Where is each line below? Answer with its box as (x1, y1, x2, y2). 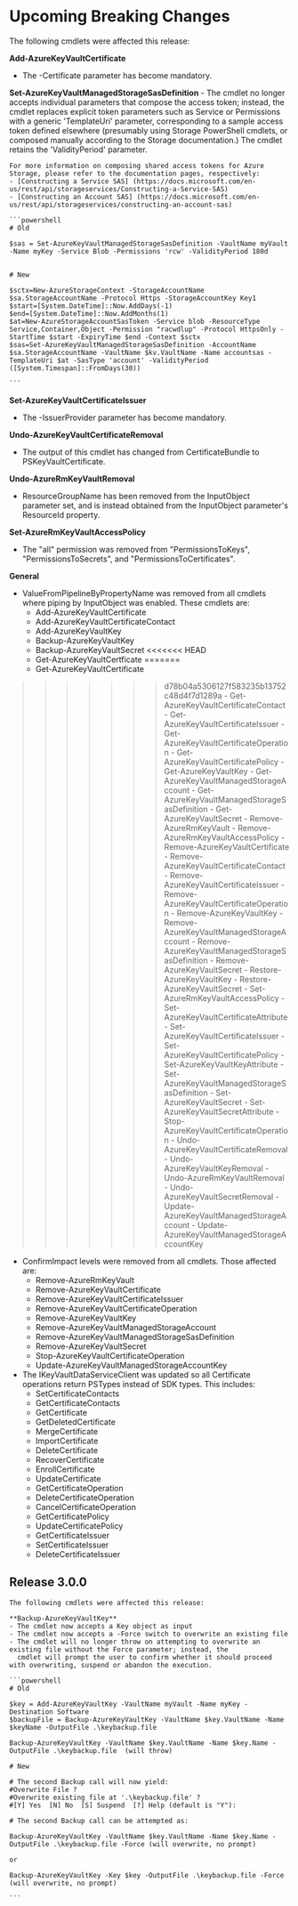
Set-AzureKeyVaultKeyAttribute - (164, 1059, 285, 1070)
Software (56, 1707, 90, 1716)
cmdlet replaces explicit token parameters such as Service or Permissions (9, 106, 281, 117)
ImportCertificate (35, 1435, 99, 1446)
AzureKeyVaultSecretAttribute (164, 1106, 274, 1117)
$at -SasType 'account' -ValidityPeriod (56, 356, 209, 365)
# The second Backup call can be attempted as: (9, 1816, 189, 1825)
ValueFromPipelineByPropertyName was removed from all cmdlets (21, 587, 267, 598)
